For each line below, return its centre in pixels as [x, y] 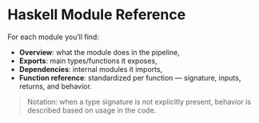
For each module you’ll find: [53, 37]
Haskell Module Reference [97, 15]
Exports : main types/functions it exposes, [88, 61]
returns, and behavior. [56, 86]
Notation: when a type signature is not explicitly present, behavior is [139, 101]
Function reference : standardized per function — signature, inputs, [130, 77]
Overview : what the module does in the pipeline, [100, 52]
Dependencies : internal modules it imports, [91, 69]
